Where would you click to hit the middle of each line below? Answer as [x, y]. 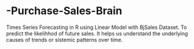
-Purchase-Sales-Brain [64, 11]
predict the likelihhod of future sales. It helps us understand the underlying [97, 33]
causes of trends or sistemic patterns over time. [64, 40]
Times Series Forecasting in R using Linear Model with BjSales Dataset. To [97, 27]
